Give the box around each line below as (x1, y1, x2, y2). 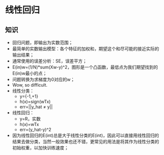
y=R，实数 (19, 116, 41, 122)
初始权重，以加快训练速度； (12, 145, 69, 151)
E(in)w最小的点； (12, 70, 47, 76)
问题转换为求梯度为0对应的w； (12, 77, 75, 82)
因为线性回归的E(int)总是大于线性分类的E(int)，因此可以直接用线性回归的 (12, 132, 159, 138)
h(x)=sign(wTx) (19, 99, 51, 104)
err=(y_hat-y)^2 (19, 126, 52, 132)
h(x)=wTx (19, 122, 39, 127)
